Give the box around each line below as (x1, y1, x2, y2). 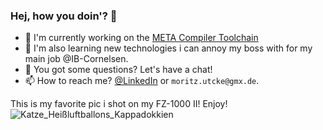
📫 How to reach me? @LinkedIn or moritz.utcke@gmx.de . (24, 75, 260, 87)
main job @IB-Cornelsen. (24, 53, 129, 65)
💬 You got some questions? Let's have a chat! (24, 64, 213, 76)
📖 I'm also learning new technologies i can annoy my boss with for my (24, 42, 313, 54)
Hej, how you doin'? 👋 (10, 9, 118, 23)
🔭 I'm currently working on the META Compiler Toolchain (24, 32, 259, 44)
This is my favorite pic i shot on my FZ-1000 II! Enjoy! (10, 98, 228, 110)
